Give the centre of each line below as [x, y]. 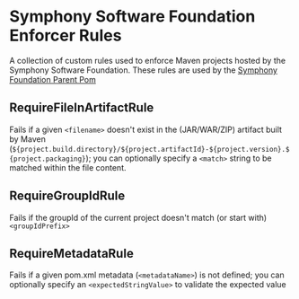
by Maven [28, 139]
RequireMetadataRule [72, 253]
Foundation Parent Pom [53, 79]
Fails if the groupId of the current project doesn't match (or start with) [138, 217]
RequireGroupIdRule [67, 196]
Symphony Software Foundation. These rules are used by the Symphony [144, 70]
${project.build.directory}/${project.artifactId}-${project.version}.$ [151, 149]
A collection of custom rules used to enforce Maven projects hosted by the [147, 60]
